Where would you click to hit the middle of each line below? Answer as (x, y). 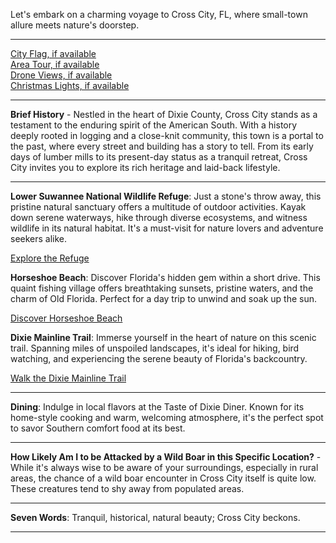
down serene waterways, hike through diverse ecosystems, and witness (159, 217)
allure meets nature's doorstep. (75, 25)
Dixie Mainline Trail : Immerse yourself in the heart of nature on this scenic (163, 337)
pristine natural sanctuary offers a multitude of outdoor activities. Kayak (158, 207)
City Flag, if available (53, 53)
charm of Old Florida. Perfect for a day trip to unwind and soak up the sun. (163, 298)
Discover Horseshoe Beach (66, 318)
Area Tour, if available (55, 64)
